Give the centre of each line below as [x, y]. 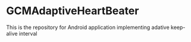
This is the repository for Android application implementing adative [88, 27]
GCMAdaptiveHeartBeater [73, 11]
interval [28, 33]
